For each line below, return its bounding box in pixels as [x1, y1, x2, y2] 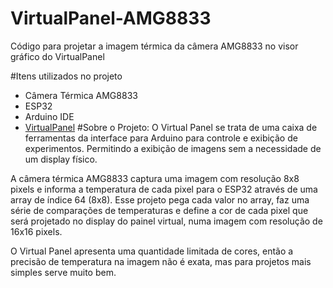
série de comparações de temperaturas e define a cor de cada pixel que [10, 204, 309, 216]
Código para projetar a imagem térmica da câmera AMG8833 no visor [10, 40, 299, 52]
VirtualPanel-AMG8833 [10, 7, 212, 30]
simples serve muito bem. [10, 266, 117, 278]
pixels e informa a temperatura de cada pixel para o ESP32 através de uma [10, 183, 318, 195]
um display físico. [24, 153, 98, 165]
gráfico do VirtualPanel [10, 50, 105, 62]
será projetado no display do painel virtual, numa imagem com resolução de [10, 215, 323, 227]
